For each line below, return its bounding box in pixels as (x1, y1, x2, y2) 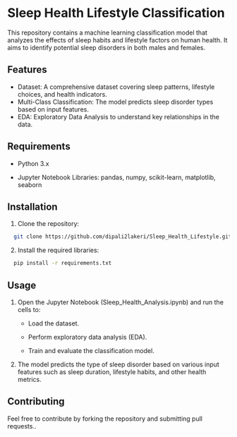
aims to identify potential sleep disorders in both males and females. (7, 43, 206, 52)
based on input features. (17, 104, 90, 114)
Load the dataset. (28, 319, 80, 328)
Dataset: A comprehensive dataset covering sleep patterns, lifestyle (17, 83, 215, 91)
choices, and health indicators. (17, 90, 108, 98)
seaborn (17, 180, 42, 188)
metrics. (17, 375, 42, 383)
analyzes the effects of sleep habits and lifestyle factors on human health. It (7, 35, 228, 44)
